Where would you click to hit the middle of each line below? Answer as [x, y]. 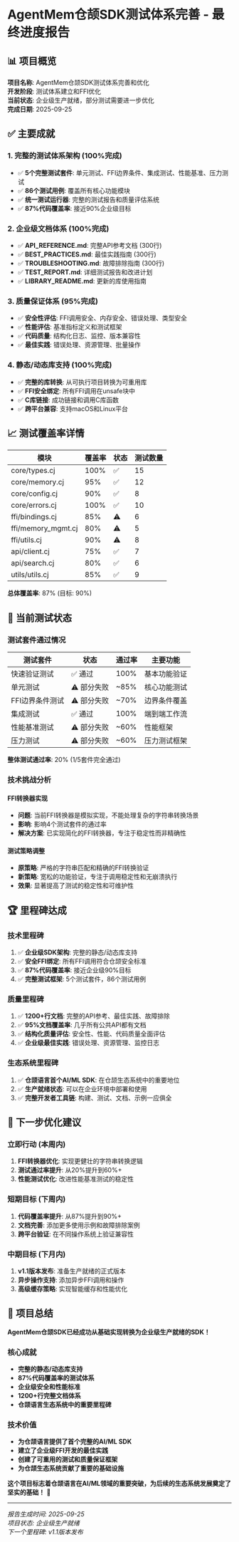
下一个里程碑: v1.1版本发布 [46, 1532]
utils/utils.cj [30, 575]
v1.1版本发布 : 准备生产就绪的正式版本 [71, 1271]
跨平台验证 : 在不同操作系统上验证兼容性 [75, 1234]
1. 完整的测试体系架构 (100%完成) [65, 156]
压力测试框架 [165, 741]
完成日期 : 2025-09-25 [40, 109]
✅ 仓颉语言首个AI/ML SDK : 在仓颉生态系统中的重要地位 [99, 1080]
